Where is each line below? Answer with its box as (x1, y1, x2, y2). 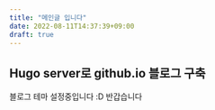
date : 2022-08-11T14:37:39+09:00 (9, 22, 135, 31)
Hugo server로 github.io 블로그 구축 (9, 65, 206, 81)
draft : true (9, 30, 54, 39)
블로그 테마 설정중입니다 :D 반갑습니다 (9, 91, 142, 102)
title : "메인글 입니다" (9, 13, 87, 23)
